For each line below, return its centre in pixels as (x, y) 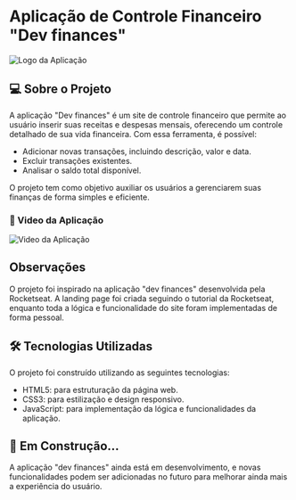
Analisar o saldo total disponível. (82, 170)
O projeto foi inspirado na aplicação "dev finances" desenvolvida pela (137, 289)
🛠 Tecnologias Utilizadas (81, 346)
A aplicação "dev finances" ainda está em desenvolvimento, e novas (135, 467)
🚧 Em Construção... (64, 446)
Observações (48, 268)
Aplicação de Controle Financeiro (136, 16)
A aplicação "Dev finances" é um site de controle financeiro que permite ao (148, 115)
